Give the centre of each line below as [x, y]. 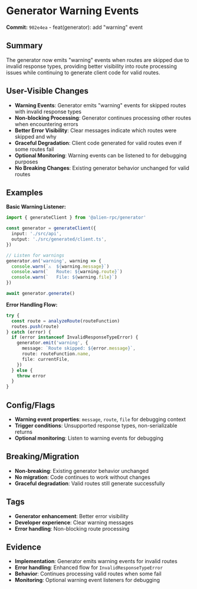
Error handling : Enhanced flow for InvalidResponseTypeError [89, 568]
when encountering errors [46, 124]
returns [24, 432]
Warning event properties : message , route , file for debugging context [100, 419]
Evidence [24, 547]
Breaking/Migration [43, 457]
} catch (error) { [29, 332]
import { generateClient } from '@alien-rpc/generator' [76, 218]
